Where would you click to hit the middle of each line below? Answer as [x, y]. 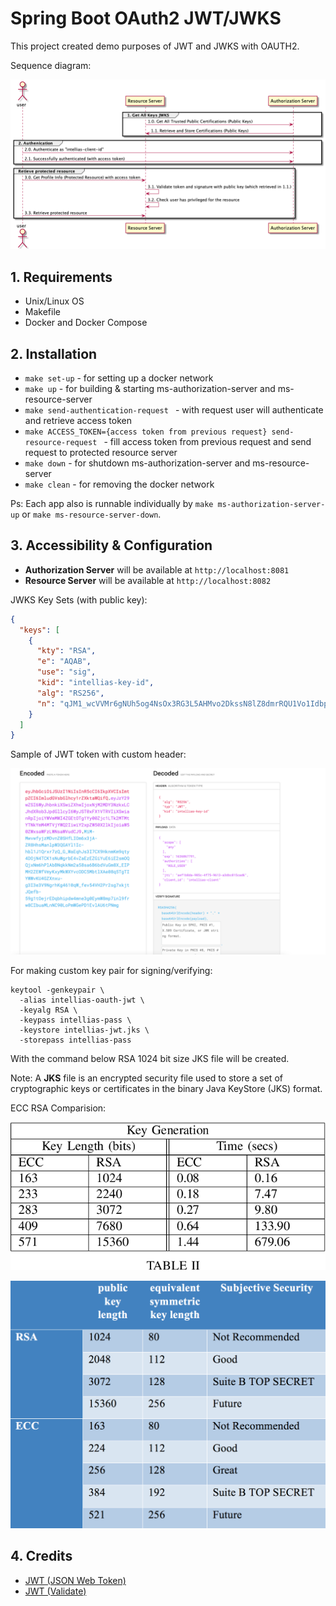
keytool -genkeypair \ [57, 990]
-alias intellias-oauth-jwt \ [82, 1000]
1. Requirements [61, 277]
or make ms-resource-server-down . [91, 514]
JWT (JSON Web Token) [75, 1580]
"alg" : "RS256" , [70, 693]
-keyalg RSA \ [48, 1010]
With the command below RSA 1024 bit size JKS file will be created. [150, 1058]
